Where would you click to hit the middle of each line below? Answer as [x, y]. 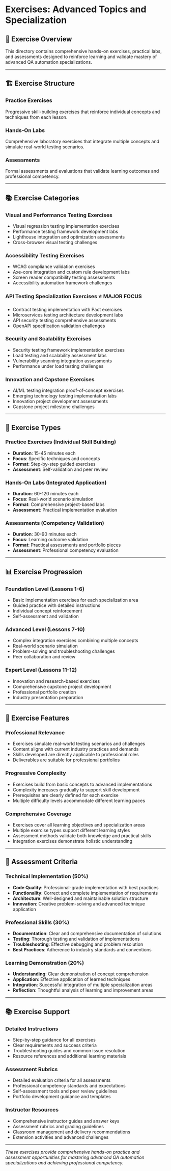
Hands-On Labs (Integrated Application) [56, 483]
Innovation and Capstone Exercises [50, 379]
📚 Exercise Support [38, 1012]
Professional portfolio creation [44, 692]
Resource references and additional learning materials [69, 1056]
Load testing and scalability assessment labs [60, 355]
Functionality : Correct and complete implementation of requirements [85, 893]
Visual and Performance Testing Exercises [59, 215]
